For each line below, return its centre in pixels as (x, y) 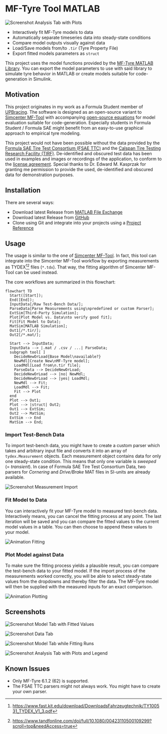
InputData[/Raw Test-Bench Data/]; (46, 304)
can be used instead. (37, 272)
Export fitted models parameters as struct (56, 53)
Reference (23, 228)
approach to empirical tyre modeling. (43, 133)
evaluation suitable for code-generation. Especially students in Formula (78, 122)
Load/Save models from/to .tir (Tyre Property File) (65, 48)
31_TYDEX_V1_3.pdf (32, 711)
